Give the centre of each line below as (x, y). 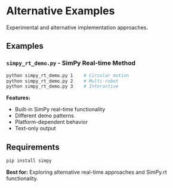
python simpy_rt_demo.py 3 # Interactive (62, 87)
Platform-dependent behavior (51, 122)
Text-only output (35, 129)
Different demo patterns (44, 116)
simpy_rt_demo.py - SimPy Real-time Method (71, 63)
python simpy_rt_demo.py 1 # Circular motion (68, 76)
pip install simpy (29, 161)
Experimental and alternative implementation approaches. (77, 27)
